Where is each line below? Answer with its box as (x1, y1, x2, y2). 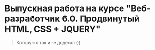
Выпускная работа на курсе (4, 3, 124, 14)
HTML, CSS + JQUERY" (4, 24, 101, 34)
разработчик (4, 13, 60, 24)
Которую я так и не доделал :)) (16, 39, 81, 45)
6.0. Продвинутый (62, 13, 140, 24)
